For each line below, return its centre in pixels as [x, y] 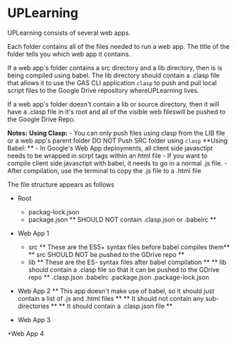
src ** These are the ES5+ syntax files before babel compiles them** [129, 247]
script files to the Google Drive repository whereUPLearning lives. [103, 90]
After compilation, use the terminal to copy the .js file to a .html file [104, 170]
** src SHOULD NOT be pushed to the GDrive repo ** [106, 254]
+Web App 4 [26, 333]
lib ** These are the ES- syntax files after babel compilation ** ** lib [127, 262]
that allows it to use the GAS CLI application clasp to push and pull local [112, 82]
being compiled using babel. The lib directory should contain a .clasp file [114, 75]
